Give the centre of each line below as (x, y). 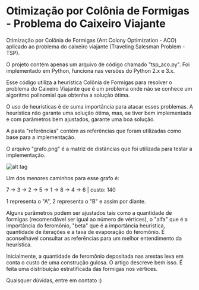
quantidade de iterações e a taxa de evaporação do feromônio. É (86, 232)
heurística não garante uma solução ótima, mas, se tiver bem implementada (99, 113)
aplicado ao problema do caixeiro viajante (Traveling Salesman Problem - (96, 47)
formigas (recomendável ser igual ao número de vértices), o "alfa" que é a (97, 219)
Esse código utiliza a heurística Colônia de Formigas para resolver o (89, 82)
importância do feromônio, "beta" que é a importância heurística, (86, 226)
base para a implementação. (41, 137)
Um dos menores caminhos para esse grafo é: (63, 178)
